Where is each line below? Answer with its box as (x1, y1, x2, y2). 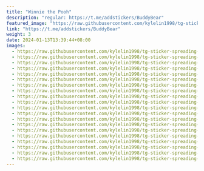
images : (6, 43, 26, 49)
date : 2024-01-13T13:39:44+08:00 (6, 37, 91, 43)
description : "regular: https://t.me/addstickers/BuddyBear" (6, 15, 165, 21)
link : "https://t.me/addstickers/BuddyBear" (6, 25, 121, 32)
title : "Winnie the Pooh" (6, 8, 72, 15)
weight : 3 (6, 32, 32, 38)
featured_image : (6, 20, 47, 26)
